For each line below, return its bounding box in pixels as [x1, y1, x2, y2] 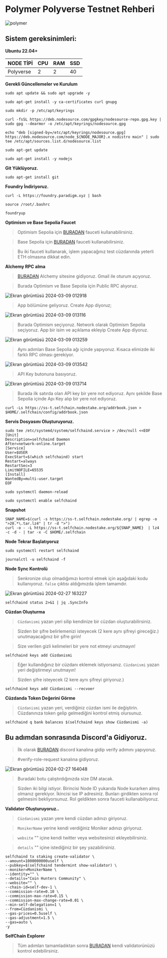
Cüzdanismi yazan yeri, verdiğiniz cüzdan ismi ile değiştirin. [17, 704, 139, 710]
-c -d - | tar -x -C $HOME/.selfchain [5, 529, 86, 534]
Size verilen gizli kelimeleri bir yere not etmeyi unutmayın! [17, 643, 136, 649]
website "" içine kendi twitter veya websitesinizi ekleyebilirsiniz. [17, 834, 148, 840]
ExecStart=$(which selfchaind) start [5, 454, 84, 459]
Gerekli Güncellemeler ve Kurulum [5, 81, 78, 87]
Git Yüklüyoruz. [5, 165, 38, 171]
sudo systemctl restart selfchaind [5, 548, 79, 553]
